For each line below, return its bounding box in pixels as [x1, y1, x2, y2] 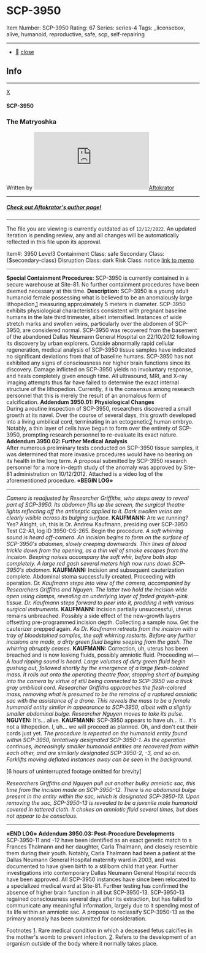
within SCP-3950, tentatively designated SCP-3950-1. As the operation [6, 736, 186, 743]
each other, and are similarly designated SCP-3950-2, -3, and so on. [6, 749, 181, 756]
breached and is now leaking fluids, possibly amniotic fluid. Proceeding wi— [6, 651, 199, 658]
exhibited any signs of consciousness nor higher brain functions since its [6, 359, 191, 366]
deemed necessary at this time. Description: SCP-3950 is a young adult [6, 287, 189, 295]
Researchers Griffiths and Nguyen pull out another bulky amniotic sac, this [6, 779, 196, 787]
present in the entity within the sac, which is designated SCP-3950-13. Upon [6, 793, 200, 800]
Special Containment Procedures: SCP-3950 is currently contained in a [6, 274, 189, 282]
